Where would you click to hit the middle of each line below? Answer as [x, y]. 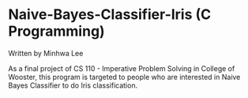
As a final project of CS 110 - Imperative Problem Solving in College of [122, 68]
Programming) [56, 31]
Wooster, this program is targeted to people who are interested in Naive [124, 77]
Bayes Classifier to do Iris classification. [73, 85]
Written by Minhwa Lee [46, 53]
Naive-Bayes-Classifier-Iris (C [110, 15]
